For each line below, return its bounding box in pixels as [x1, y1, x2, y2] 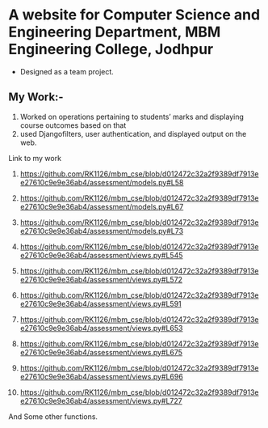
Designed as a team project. [19, 66, 115, 76]
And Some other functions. [8, 411, 98, 422]
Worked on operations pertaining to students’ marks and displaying [19, 112, 245, 121]
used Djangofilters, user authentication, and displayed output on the [19, 129, 247, 138]
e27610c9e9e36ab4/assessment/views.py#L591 [19, 299, 182, 308]
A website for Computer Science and [8, 6, 261, 24]
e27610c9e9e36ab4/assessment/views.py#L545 [19, 250, 183, 260]
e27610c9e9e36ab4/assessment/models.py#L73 [19, 226, 184, 235]
